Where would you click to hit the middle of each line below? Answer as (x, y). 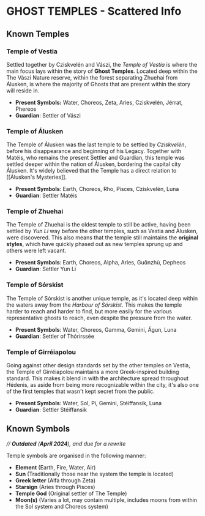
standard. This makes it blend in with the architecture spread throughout (97, 378)
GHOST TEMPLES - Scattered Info (94, 11)
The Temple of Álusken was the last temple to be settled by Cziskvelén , (96, 144)
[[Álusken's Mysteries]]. (37, 177)
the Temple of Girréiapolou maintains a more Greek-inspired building (93, 372)
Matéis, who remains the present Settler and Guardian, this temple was (95, 158)
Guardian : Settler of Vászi (48, 115)
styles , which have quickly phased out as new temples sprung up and (95, 244)
